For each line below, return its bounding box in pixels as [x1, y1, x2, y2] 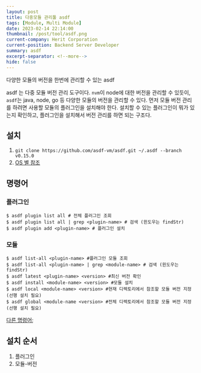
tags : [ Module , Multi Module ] [6, 20, 82, 26]
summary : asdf [6, 48, 42, 54]
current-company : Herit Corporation [6, 37, 98, 43]
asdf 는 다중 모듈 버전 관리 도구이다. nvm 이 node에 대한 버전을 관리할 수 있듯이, [6, 89, 191, 96]
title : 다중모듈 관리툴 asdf [6, 14, 70, 20]
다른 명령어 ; [6, 317, 34, 324]
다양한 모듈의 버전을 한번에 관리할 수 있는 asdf [6, 76, 115, 83]
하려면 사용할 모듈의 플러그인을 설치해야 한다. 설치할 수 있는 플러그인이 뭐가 [12, 104, 189, 111]
